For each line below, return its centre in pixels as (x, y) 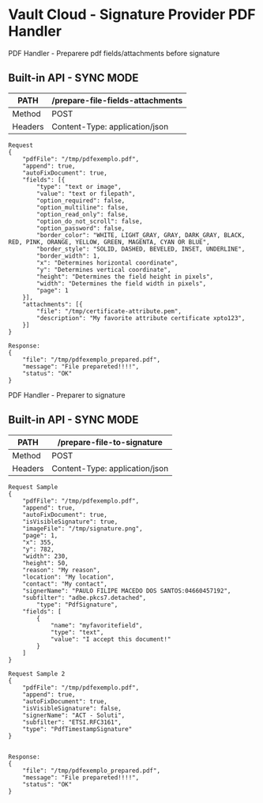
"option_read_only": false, (83, 214)
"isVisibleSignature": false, (72, 708)
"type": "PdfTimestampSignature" (77, 729)
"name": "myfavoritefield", (97, 625)
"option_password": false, (81, 228)
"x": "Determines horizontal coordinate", (107, 262)
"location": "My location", (68, 577)
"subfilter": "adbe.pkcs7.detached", (85, 598)
